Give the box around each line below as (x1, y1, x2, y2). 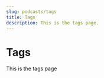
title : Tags (6, 14, 35, 20)
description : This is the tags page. (6, 20, 99, 26)
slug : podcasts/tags (6, 8, 57, 15)
